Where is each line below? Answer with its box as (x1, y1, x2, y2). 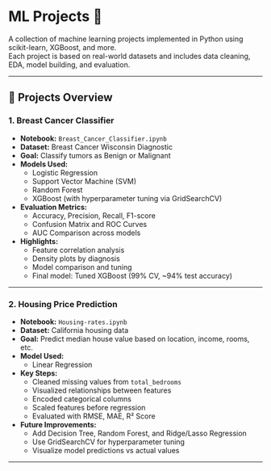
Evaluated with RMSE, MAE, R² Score (31, 411, 156, 421)
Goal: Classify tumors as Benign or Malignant (19, 150, 171, 160)
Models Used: (19, 159, 69, 169)
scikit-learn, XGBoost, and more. (8, 42, 117, 52)
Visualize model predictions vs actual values (31, 445, 180, 455)
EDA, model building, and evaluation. (8, 60, 131, 69)
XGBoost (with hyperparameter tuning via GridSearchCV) (31, 193, 223, 203)
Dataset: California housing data (19, 325, 129, 334)
